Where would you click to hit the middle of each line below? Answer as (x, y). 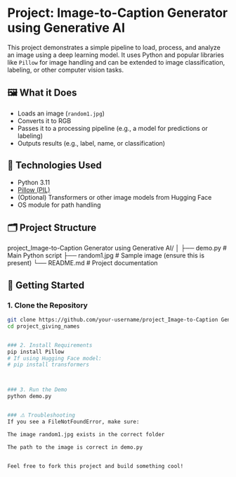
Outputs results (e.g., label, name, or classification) (91, 143)
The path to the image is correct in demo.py (75, 447)
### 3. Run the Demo (38, 390)
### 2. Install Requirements (50, 345)
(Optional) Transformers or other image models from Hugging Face (114, 197)
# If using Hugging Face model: (54, 358)
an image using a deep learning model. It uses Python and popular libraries (116, 55)
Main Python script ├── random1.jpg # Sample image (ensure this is (106, 255)
